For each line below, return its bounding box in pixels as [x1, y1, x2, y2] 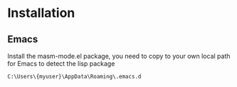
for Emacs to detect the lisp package [7, 59, 115, 68]
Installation [7, 5, 75, 21]
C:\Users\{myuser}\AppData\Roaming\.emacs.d [7, 73, 142, 80]
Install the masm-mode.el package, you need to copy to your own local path [7, 52, 231, 60]
